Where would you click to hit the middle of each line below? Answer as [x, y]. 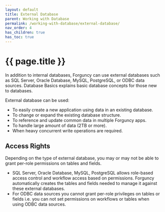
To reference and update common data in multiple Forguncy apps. [79, 120]
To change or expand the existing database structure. [67, 115]
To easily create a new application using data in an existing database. [83, 110]
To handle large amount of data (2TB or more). [59, 125]
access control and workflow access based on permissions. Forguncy [83, 178]
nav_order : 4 [18, 28]
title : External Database [32, 14]
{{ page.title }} [35, 61]
